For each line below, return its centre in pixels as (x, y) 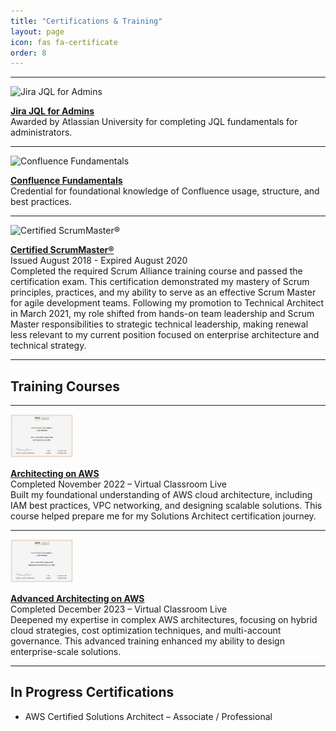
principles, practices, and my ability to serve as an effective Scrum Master (163, 292)
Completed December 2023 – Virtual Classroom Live (119, 609)
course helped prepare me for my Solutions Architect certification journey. (163, 516)
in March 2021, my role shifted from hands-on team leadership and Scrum (162, 314)
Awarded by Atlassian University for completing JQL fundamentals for (154, 122)
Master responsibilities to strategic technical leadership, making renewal (159, 324)
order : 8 (28, 53)
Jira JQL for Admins (52, 111)
